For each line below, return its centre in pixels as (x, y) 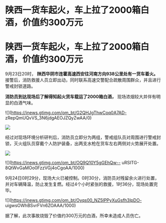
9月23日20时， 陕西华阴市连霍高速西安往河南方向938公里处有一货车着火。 (82, 74)
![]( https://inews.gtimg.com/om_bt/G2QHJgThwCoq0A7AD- (66, 113)
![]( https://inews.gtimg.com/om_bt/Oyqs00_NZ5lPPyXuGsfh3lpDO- (74, 200)
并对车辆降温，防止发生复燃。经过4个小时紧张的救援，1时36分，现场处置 (80, 184)
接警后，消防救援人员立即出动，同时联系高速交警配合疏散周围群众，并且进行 (83, 80)
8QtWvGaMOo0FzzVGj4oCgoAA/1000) (45, 168)
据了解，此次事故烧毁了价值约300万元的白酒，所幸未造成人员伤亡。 (74, 216)
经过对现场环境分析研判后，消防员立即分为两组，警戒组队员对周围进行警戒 (81, 137)
